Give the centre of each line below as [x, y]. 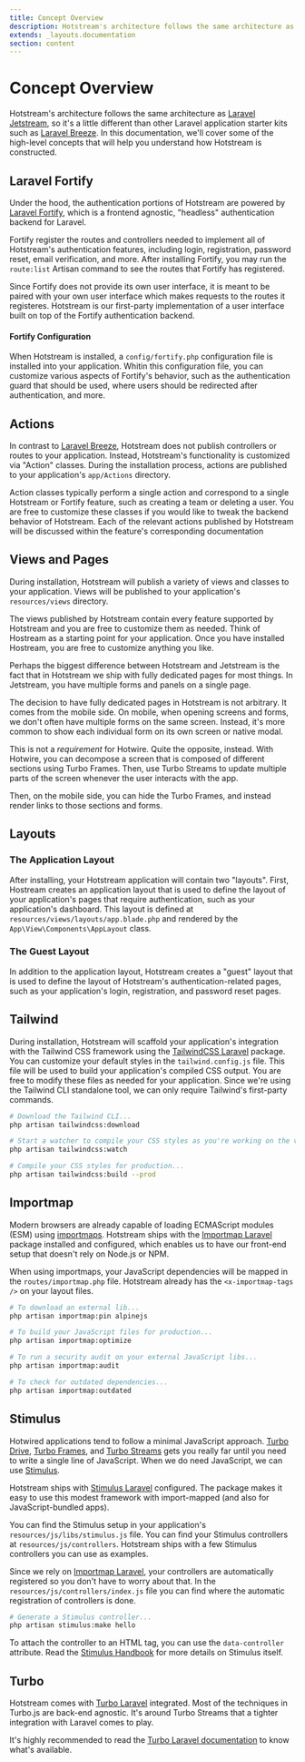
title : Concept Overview [56, 18]
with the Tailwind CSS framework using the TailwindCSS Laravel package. [148, 1051]
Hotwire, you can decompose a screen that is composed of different [137, 759]
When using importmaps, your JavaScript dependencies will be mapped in [149, 1271]
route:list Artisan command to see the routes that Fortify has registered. [147, 269]
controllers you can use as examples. [79, 1553]
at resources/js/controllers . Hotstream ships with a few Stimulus [133, 1543]
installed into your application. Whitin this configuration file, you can [136, 366]
